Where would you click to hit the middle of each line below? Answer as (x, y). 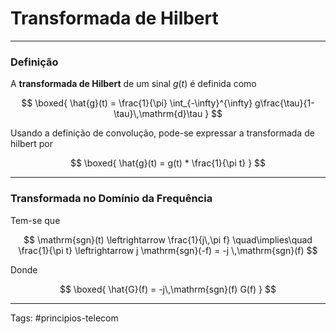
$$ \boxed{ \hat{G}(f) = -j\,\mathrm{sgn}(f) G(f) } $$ (168, 289)
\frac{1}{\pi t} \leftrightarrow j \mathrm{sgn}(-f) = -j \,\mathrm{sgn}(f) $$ (168, 250)
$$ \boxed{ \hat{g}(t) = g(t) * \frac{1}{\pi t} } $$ (168, 163)
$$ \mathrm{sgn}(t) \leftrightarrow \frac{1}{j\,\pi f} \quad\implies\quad (168, 239)
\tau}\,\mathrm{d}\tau (158, 114)
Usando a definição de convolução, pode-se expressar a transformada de (162, 133)
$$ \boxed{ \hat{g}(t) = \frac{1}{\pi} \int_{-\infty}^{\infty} (137, 103)
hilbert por (32, 144)
